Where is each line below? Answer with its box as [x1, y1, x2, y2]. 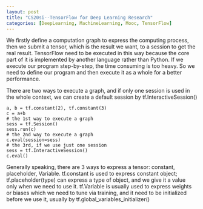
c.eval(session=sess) [6, 137, 61, 143]
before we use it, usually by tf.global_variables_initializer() [6, 196, 150, 203]
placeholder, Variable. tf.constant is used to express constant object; [6, 170, 178, 177]
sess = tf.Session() [6, 121, 59, 127]
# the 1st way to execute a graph [6, 116, 94, 122]
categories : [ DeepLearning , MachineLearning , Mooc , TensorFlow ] [6, 20, 172, 26]
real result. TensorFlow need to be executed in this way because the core [6, 50, 190, 57]
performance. [6, 75, 41, 82]
